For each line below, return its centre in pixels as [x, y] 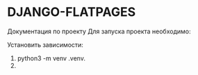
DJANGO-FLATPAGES [72, 12]
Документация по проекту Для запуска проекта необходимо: [99, 31]
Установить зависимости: [45, 44]
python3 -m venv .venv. [51, 58]
